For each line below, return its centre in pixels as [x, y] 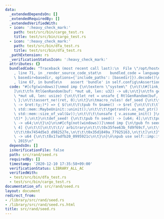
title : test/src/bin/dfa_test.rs [48, 50]
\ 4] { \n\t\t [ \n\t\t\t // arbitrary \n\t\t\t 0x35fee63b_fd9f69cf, [81, 127]
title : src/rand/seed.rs [30, 209]
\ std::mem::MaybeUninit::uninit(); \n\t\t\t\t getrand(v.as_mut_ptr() [86, 109]
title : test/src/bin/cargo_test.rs [50, 37]
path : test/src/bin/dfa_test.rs [47, 46]
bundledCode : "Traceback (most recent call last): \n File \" [74, 69]
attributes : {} [25, 64]
